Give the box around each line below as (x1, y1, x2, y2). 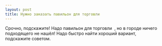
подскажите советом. (5, 35, 51, 42)
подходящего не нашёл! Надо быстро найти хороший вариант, (5, 30, 136, 36)
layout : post (5, 7, 32, 12)
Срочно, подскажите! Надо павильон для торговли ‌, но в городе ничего (5, 25, 158, 31)
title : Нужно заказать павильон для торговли (5, 12, 100, 17)
